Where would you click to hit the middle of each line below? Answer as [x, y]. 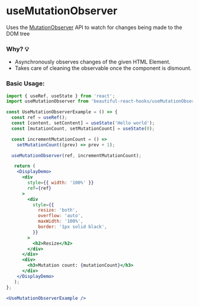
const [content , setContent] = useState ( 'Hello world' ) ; [83, 123]
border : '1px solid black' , [73, 227]
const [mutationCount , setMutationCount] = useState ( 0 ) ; [83, 129]
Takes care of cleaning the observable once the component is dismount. [103, 68]
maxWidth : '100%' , [60, 221]
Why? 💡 [18, 49]
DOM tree [18, 33]
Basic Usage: [25, 84]
